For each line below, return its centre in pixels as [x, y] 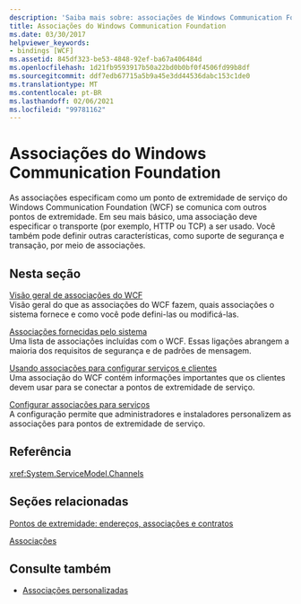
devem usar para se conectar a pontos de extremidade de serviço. [132, 387]
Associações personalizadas [75, 591]
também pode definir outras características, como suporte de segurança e [147, 236]
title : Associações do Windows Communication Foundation [118, 26]
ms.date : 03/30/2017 [48, 34]
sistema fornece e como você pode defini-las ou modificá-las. [124, 314]
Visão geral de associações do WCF [76, 295]
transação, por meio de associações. [77, 245]
